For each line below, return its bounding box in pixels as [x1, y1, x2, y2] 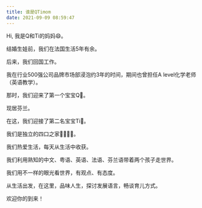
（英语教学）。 [6, 78, 41, 86]
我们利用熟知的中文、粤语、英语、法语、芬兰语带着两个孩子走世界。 [6, 156, 177, 163]
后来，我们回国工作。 [6, 58, 60, 65]
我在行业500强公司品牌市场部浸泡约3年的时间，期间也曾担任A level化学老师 [6, 71, 197, 78]
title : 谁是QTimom [6, 9, 51, 15]
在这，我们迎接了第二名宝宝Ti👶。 [6, 117, 89, 125]
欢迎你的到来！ [6, 195, 44, 202]
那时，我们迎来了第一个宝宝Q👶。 [6, 91, 89, 99]
